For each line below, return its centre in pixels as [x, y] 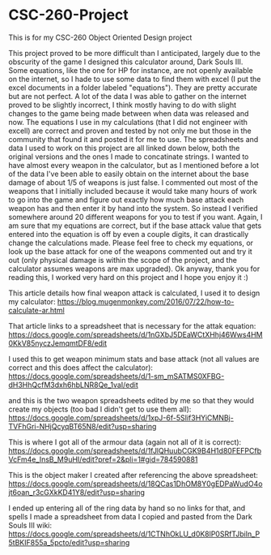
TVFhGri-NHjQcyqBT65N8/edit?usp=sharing [83, 426]
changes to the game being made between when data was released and [129, 113]
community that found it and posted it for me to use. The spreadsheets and [133, 139]
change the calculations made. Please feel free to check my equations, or [131, 243]
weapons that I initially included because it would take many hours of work [133, 191]
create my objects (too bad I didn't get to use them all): [100, 409]
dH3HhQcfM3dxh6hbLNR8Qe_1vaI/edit [74, 385]
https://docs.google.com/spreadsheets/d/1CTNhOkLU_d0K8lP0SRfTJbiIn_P [134, 534]
